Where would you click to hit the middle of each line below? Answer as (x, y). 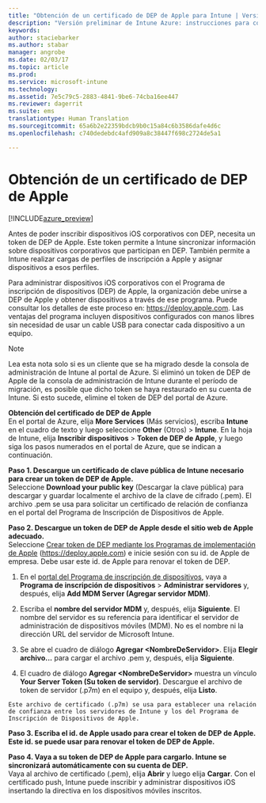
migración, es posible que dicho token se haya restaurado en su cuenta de (130, 389)
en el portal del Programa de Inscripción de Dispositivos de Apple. (116, 512)
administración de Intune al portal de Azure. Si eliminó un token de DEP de (129, 372)
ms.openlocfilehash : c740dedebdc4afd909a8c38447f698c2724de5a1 (115, 133)
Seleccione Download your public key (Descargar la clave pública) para (126, 487)
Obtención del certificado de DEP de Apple (80, 413)
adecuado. (27, 536)
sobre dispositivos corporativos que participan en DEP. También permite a (129, 250)
